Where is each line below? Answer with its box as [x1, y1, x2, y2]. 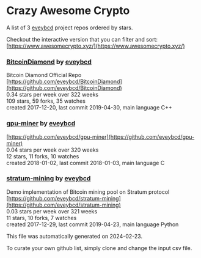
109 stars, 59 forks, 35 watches [6, 97, 86, 105]
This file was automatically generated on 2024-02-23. [6, 232, 142, 240]
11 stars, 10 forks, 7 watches [6, 214, 77, 221]
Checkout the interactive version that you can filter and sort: [6, 35, 158, 43]
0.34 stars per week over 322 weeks [6, 91, 99, 98]
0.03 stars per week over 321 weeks [6, 207, 98, 215]
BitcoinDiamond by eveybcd [6, 57, 92, 66]
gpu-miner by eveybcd [6, 119, 76, 128]
